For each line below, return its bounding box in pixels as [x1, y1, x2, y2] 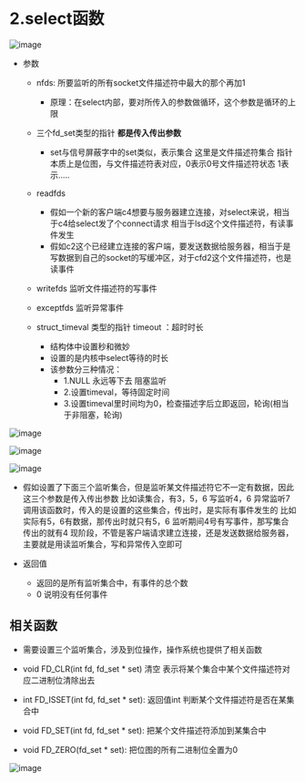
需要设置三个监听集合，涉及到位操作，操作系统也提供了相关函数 [22, 643, 262, 654]
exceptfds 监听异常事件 [36, 302, 125, 313]
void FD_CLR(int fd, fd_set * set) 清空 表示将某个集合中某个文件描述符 [22, 663, 282, 674]
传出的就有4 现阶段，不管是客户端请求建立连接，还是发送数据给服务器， [22, 527, 294, 538]
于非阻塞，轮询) [63, 409, 123, 420]
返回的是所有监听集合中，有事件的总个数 [36, 577, 188, 588]
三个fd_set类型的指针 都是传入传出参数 [36, 127, 182, 138]
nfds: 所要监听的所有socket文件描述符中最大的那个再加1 [36, 77, 246, 87]
